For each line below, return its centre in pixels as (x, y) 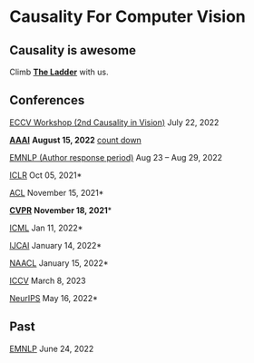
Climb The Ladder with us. (59, 72)
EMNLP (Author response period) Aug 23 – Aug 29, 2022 (116, 157)
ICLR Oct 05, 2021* (46, 175)
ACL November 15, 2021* (57, 192)
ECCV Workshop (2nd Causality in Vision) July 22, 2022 (114, 122)
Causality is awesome (73, 50)
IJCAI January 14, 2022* (56, 245)
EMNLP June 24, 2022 (52, 348)
